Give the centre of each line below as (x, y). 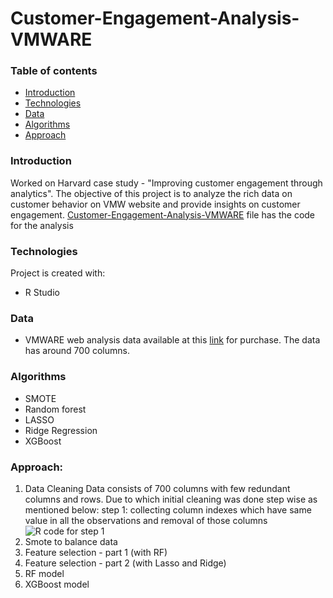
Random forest (55, 409)
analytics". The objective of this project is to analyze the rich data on (151, 193)
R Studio (42, 293)
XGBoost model (57, 584)
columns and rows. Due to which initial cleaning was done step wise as (171, 499)
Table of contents (54, 71)
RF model (44, 573)
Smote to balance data (71, 541)
